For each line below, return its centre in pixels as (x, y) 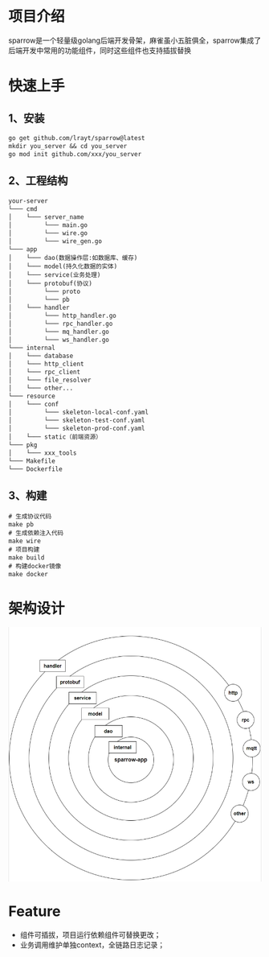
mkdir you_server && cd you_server (68, 146)
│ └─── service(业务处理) (55, 274)
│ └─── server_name (46, 217)
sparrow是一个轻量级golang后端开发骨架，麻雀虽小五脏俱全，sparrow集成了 (135, 40)
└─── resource (32, 396)
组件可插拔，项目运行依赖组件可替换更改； (90, 934)
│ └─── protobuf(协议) (50, 283)
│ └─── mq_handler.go (59, 332)
